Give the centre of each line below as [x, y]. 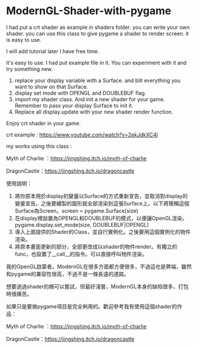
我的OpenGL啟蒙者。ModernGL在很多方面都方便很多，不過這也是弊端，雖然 [99, 266]
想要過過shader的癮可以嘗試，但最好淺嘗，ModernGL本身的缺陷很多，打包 [98, 286]
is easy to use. [24, 40]
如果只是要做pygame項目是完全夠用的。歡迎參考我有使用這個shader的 [92, 306]
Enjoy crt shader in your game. [43, 123]
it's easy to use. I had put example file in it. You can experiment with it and [97, 63]
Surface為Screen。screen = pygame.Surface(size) [77, 210]
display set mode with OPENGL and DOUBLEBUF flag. [80, 93]
